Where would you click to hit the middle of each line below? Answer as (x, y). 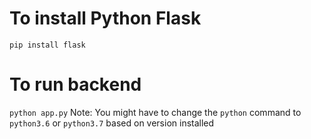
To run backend (75, 84)
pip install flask (47, 45)
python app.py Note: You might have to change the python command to (155, 112)
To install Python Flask (105, 18)
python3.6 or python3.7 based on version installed (112, 123)
